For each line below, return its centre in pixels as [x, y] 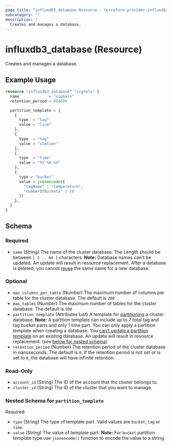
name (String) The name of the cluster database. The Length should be [87, 252]
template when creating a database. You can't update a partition [80, 330]
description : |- [23, 19]
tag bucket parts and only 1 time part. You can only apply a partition [84, 325]
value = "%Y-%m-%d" [39, 163]
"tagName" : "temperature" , [53, 186]
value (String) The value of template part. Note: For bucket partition [84, 433]
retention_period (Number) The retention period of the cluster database [89, 347]
